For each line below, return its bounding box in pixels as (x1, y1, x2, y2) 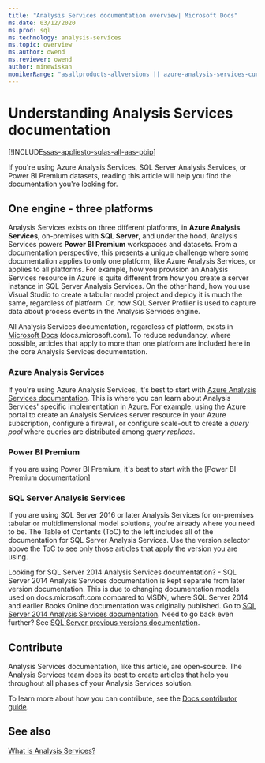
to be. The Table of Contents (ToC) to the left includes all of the (8, 527, 214, 537)
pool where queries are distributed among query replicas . (8, 427, 196, 436)
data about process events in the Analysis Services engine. (8, 307, 201, 316)
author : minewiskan (8, 63, 73, 71)
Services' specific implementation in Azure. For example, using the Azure (8, 402, 247, 411)
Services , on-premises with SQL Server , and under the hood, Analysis (8, 231, 238, 241)
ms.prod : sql (8, 26, 51, 34)
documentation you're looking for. (8, 179, 118, 189)
